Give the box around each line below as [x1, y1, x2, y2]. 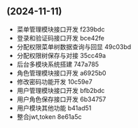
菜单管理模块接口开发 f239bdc [16, 24, 105, 34]
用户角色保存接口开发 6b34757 [16, 94, 106, 104]
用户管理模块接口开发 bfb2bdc [16, 86, 105, 94]
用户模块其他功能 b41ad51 [16, 104, 92, 112]
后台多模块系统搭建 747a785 [16, 59, 99, 69]
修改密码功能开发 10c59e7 [16, 77, 92, 86]
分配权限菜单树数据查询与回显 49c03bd [16, 42, 132, 51]
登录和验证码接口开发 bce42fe [16, 34, 104, 42]
